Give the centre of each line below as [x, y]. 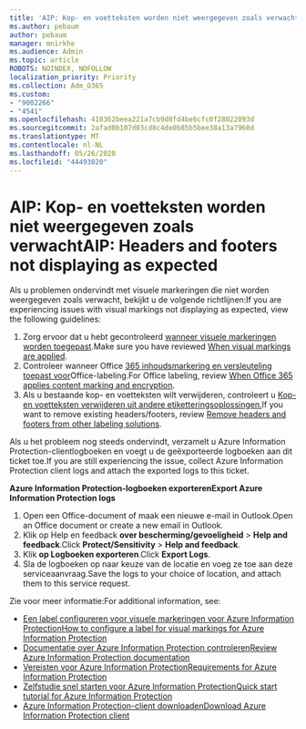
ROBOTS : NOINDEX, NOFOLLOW [61, 69]
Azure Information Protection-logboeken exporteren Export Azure [136, 488]
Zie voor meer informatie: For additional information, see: [115, 601]
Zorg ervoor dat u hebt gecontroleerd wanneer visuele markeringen [149, 337]
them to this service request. [76, 583]
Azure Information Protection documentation [106, 658]
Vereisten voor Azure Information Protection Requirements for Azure [150, 667]
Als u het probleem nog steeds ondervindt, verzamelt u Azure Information [148, 442]
